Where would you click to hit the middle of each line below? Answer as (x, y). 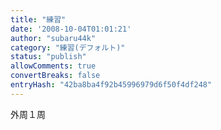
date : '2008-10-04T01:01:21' (71, 29)
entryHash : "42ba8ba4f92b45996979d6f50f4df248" (111, 85)
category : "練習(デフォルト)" (68, 47)
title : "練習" (38, 19)
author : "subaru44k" (53, 38)
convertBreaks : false (55, 76)
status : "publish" (48, 57)
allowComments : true (53, 66)
